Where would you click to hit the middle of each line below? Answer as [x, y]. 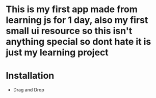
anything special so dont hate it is [79, 42]
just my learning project [57, 53]
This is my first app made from [72, 9]
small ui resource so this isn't [69, 31]
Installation [30, 76]
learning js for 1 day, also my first [77, 20]
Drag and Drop [29, 90]
